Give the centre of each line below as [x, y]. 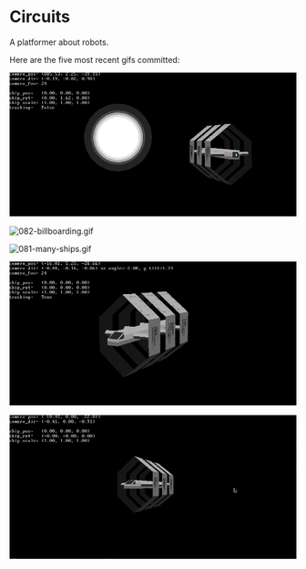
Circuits [40, 17]
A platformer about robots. [59, 42]
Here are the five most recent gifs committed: [95, 59]
